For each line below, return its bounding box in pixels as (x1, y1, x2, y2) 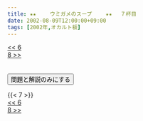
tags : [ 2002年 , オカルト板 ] (7, 23, 81, 31)
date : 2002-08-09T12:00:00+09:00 (7, 17, 107, 24)
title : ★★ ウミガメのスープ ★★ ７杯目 (7, 10, 137, 18)
